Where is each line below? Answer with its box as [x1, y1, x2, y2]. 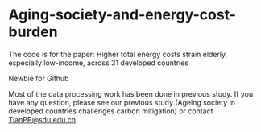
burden [8, 23, 58, 41]
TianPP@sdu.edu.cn [8, 114, 77, 124]
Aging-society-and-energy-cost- [8, 6, 236, 24]
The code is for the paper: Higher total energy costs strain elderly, [8, 49, 228, 59]
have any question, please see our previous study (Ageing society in [8, 97, 236, 107]
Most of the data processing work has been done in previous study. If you [8, 89, 254, 98]
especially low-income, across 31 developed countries [8, 58, 189, 68]
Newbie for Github [8, 73, 69, 83]
